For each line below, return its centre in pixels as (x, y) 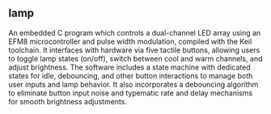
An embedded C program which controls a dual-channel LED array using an (135, 32)
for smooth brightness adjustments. (68, 101)
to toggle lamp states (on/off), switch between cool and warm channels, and (135, 58)
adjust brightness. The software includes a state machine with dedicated (129, 67)
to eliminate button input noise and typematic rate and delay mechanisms (131, 93)
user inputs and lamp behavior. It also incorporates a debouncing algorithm (133, 84)
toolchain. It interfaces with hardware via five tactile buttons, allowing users (134, 50)
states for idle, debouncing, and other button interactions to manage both (131, 75)
